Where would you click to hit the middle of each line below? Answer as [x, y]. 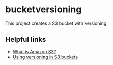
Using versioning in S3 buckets [45, 57]
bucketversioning [44, 9]
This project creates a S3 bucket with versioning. [56, 23]
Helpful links [26, 39]
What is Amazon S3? [34, 51]
